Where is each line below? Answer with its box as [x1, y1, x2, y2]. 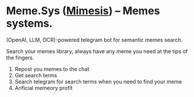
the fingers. [6, 54, 34, 61]
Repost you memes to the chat [14, 65, 90, 72]
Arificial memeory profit [14, 84, 73, 91]
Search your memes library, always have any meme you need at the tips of [6, 47, 188, 54]
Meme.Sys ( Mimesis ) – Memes [6, 4, 160, 18]
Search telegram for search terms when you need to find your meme [14, 78, 182, 85]
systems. [6, 17, 53, 30]
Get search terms [14, 72, 57, 79]
